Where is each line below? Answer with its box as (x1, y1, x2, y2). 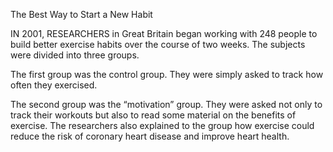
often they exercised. (10, 79, 98, 91)
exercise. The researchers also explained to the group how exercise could (10, 120, 315, 131)
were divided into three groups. (10, 49, 140, 61)
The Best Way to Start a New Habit (10, 9, 153, 20)
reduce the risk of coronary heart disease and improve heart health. (10, 130, 290, 142)
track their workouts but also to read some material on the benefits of (10, 109, 297, 121)
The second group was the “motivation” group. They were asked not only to (10, 99, 323, 110)
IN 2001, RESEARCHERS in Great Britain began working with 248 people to (10, 28, 318, 39)
